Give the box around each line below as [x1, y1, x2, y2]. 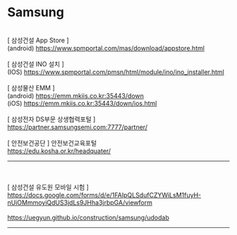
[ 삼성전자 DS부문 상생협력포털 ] [7, 114, 96, 123]
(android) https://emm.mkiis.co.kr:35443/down [7, 91, 145, 100]
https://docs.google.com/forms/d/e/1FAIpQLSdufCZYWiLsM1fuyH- [7, 191, 202, 199]
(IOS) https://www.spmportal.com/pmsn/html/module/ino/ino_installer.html [7, 68, 224, 76]
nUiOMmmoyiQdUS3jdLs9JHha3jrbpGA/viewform [7, 198, 153, 207]
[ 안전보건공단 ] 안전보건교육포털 [7, 138, 97, 147]
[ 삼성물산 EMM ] [7, 83, 55, 92]
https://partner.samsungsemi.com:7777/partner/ [7, 123, 148, 131]
